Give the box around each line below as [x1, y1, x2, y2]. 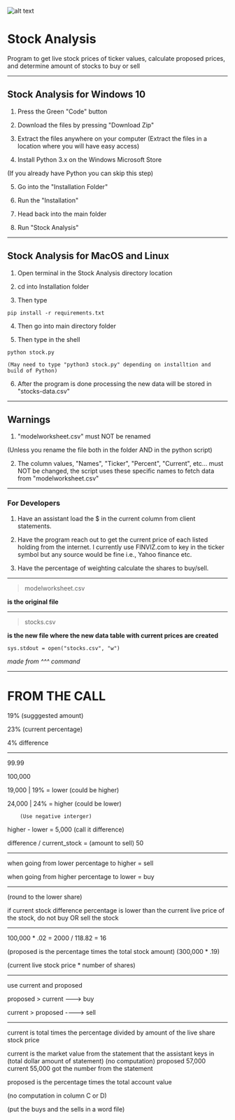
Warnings [7, 413, 51, 425]
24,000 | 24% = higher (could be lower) [7, 799, 122, 808]
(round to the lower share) [7, 892, 83, 901]
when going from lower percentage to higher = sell [7, 859, 154, 867]
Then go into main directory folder [17, 322, 117, 330]
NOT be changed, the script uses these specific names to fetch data [17, 466, 215, 476]
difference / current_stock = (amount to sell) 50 [7, 838, 144, 847]
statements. [17, 522, 52, 530]
